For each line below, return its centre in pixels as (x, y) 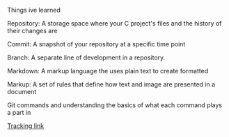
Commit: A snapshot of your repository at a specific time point (96, 44)
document (22, 92)
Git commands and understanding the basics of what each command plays (115, 105)
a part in (19, 112)
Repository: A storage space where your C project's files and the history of (114, 23)
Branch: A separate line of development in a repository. (86, 57)
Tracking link (25, 126)
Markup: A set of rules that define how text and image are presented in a (111, 84)
